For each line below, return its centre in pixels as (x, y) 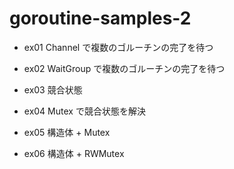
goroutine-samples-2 (100, 18)
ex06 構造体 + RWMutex (74, 153)
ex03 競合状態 (53, 89)
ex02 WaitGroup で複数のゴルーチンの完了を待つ (124, 68)
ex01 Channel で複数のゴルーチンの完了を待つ (118, 47)
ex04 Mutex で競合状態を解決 (84, 111)
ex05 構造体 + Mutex (67, 132)
